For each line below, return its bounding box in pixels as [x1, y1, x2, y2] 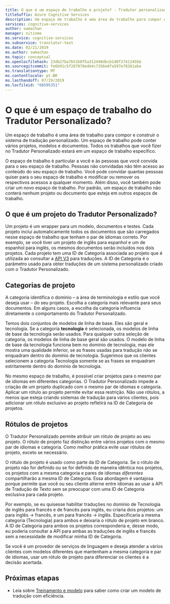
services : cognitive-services [5, 21, 69, 27]
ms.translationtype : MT [5, 69, 56, 74]
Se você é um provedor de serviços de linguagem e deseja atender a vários [5, 543, 163, 549]
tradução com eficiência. [12, 592, 65, 599]
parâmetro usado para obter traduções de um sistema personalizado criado [5, 261, 163, 267]
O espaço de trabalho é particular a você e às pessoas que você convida [5, 158, 158, 164]
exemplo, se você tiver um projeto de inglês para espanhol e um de [5, 240, 146, 246]
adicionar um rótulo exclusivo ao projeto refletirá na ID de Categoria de [5, 400, 153, 406]
